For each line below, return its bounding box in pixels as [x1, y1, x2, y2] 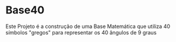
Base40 [5, 3, 45, 17]
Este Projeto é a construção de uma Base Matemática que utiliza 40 [5, 23, 171, 30]
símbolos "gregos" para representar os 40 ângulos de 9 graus [5, 29, 157, 36]
